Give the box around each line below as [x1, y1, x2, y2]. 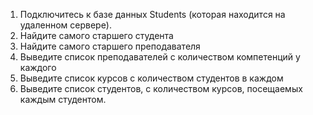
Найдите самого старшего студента [19, 30, 174, 41]
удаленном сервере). [19, 19, 112, 31]
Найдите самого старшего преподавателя [19, 40, 201, 52]
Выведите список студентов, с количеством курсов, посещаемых [19, 83, 303, 94]
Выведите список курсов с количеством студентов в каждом [19, 72, 284, 84]
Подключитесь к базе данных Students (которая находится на [19, 9, 286, 20]
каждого [19, 62, 57, 73]
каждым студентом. [19, 94, 107, 105]
